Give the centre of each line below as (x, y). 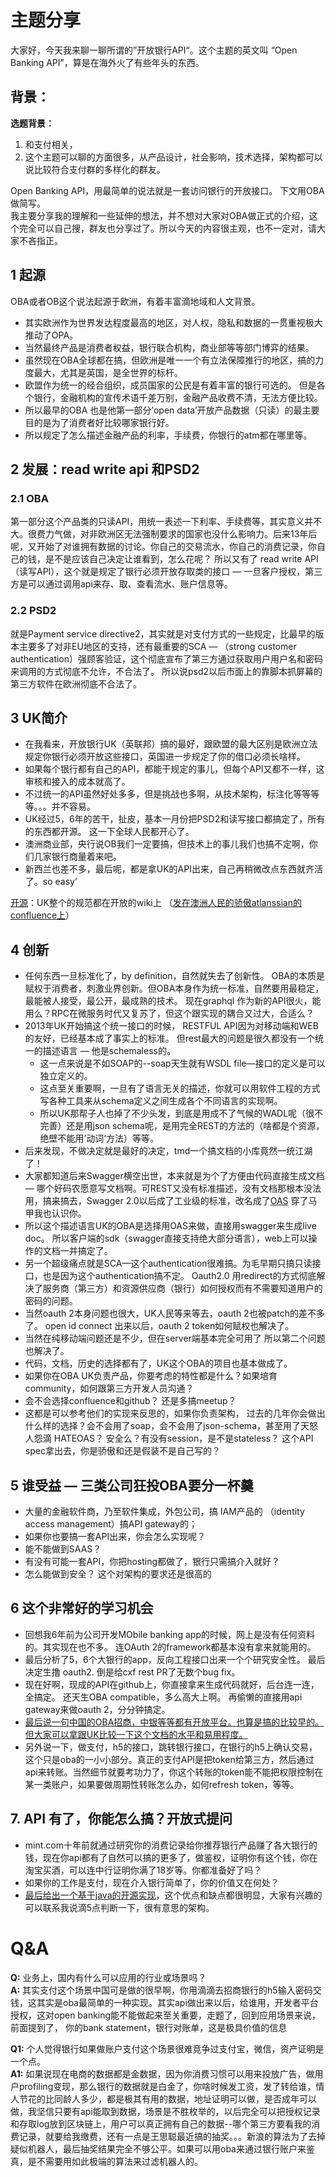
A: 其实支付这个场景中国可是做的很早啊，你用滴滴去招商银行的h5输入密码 (161, 1990)
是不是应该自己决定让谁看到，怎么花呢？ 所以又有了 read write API (181, 559)
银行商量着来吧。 (86, 857)
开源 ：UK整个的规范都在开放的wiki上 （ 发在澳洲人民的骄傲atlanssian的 (156, 903)
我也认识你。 (60, 1213)
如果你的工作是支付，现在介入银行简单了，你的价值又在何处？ (152, 1882)
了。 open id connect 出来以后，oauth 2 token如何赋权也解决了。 (159, 1326)
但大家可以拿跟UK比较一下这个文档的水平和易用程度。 (136, 1734)
